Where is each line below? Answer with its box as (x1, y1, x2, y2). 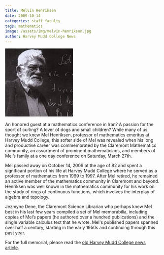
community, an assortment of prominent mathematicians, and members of (5, 148, 156, 153)
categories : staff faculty (5, 18, 61, 23)
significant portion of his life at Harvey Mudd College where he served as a (5, 168, 158, 173)
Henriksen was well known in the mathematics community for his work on (5, 183, 155, 189)
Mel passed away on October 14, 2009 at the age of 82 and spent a (5, 163, 142, 168)
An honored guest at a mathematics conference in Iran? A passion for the (5, 122, 154, 127)
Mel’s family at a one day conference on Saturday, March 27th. (5, 153, 132, 159)
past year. (5, 230, 26, 236)
